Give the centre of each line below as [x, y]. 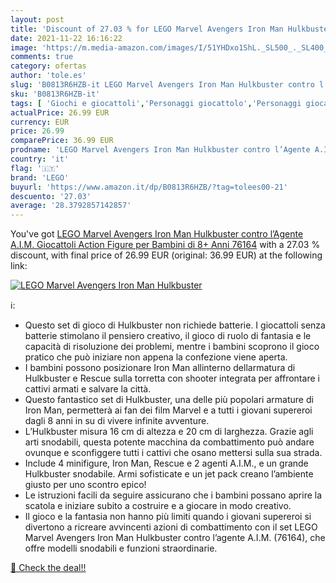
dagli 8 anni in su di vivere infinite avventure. [117, 421]
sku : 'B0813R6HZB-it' [55, 94]
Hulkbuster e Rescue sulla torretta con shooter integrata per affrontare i [172, 378]
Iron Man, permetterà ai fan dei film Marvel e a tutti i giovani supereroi [168, 410]
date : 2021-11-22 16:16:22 [66, 38]
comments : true [42, 57]
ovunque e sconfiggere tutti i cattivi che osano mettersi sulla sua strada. [173, 453]
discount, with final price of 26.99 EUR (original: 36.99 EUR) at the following [166, 255]
